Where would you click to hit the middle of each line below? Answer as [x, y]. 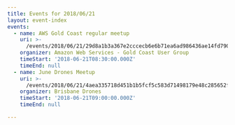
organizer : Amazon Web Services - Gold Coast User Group [105, 53]
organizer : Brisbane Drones [60, 91]
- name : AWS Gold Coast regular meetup [72, 33]
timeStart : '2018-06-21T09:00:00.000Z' [78, 98]
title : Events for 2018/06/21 [51, 14]
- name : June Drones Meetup [55, 72]
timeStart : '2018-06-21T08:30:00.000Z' [78, 59]
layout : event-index [37, 20]
